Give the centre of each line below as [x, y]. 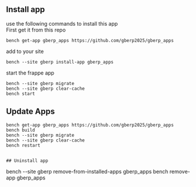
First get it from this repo [36, 30]
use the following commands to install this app [62, 23]
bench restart [23, 145]
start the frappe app [30, 73]
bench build [20, 130]
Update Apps [30, 112]
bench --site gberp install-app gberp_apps [60, 62]
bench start [20, 93]
